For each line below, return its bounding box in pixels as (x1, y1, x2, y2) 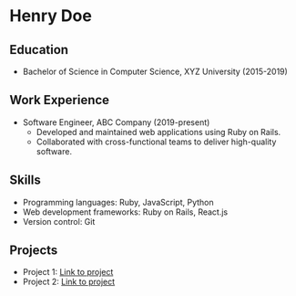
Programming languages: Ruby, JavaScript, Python (22, 196, 214, 207)
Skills (9, 173, 41, 188)
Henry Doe (9, 5, 93, 26)
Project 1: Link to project (22, 267, 114, 278)
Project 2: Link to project (22, 276, 116, 288)
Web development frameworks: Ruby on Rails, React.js (22, 206, 229, 217)
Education (9, 42, 69, 58)
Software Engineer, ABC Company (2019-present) (22, 116, 210, 128)
